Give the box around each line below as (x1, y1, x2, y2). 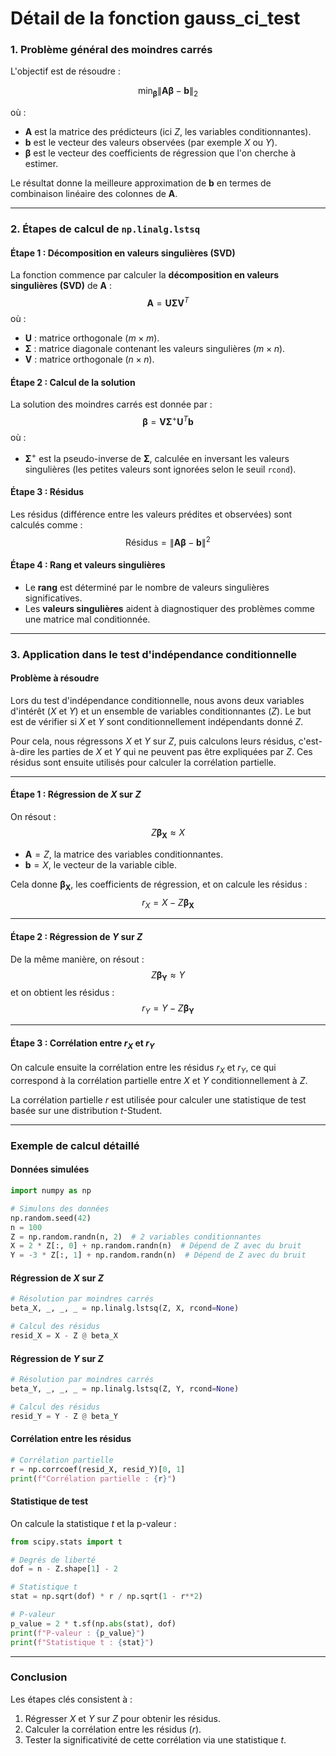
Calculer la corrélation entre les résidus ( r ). (24, 1723, 202, 1735)
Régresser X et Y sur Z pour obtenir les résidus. (24, 1712, 222, 1724)
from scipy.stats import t (10, 1537, 123, 1547)
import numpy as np (10, 1186, 92, 1196)
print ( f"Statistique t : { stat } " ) (10, 1637, 155, 1647)
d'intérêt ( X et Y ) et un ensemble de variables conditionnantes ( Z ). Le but (10, 705, 312, 717)
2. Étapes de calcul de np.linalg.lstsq (10, 222, 201, 236)
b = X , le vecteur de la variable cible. (24, 858, 177, 871)
